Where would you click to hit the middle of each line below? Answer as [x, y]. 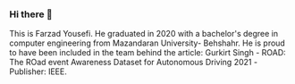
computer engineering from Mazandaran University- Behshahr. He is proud [147, 43]
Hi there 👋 [31, 14]
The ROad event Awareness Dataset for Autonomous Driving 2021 [131, 63]
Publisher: [28, 71]
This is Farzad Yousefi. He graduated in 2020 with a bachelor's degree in [144, 34]
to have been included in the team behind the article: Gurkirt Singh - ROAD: [147, 53]
